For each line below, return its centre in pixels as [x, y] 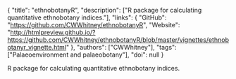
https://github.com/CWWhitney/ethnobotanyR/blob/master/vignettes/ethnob [118, 40]
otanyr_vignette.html [37, 47]
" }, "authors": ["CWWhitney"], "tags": [122, 47]
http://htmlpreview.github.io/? [53, 32]
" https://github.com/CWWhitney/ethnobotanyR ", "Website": [94, 25]
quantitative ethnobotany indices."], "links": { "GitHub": [87, 17]
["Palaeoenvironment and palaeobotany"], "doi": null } [86, 55]
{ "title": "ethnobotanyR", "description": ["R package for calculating [105, 10]
